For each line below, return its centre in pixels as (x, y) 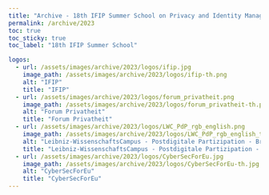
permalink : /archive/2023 (51, 23)
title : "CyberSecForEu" (62, 179)
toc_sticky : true (37, 38)
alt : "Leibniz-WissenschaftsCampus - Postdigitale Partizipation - (137, 141)
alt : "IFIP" (42, 82)
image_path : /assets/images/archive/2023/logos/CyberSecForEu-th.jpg (141, 164)
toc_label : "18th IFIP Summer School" (73, 46)
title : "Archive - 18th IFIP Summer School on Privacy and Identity (125, 16)
